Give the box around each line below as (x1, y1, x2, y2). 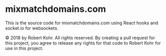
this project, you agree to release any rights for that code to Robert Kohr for (5, 40, 161, 46)
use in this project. (5, 45, 44, 51)
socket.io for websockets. (5, 25, 59, 31)
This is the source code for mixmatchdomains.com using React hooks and (5, 20, 158, 26)
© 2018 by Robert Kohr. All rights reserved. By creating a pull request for (5, 35, 155, 41)
